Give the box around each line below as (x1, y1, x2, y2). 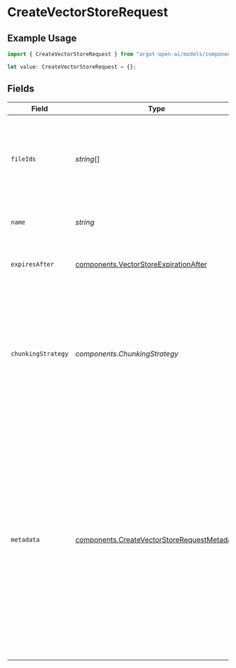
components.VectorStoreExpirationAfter (74, 259, 207, 269)
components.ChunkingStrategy (74, 349, 179, 359)
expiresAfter (11, 260, 55, 268)
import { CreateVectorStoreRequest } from (7, 51, 133, 58)
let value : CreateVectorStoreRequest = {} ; (7, 63, 137, 70)
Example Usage (7, 32, 77, 44)
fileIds (11, 155, 37, 163)
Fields (7, 83, 35, 95)
